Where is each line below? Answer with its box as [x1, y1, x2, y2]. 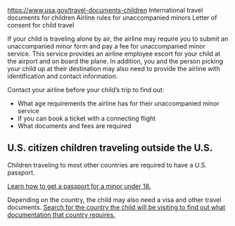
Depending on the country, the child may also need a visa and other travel [7, 195, 222, 203]
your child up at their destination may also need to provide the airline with [7, 65, 220, 73]
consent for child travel [7, 21, 75, 29]
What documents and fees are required [17, 122, 132, 130]
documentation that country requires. [7, 211, 116, 219]
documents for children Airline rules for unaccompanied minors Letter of [7, 13, 217, 22]
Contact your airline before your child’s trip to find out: [7, 86, 165, 94]
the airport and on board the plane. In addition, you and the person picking [7, 57, 224, 65]
